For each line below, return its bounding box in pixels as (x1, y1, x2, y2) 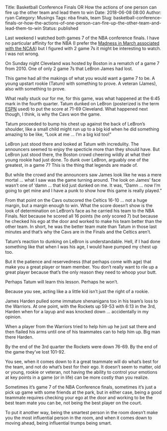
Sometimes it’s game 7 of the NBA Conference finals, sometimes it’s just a (5, 384, 157, 390)
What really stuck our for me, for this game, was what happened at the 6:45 (5, 95, 161, 101)
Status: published (42, 25, 79, 31)
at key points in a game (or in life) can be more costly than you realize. (5, 374, 149, 380)
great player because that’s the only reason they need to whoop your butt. (5, 269, 157, 275)
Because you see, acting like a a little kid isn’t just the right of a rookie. (5, 288, 149, 294)
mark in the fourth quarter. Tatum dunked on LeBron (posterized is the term (5, 101, 160, 106)
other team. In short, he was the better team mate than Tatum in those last (5, 223, 157, 229)
